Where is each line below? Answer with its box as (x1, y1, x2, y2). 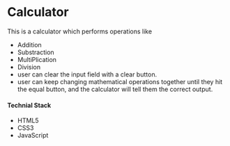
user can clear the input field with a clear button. (17, 70, 158, 79)
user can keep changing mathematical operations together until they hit (17, 77, 223, 86)
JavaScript (17, 131, 49, 140)
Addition (17, 40, 42, 49)
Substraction (17, 48, 54, 56)
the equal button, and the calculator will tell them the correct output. (17, 85, 213, 93)
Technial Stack (7, 101, 52, 109)
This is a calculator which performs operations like (7, 27, 152, 35)
